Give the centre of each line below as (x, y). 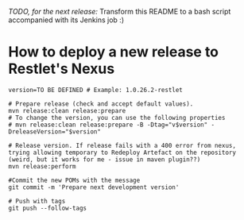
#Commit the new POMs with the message (74, 180)
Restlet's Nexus (62, 69)
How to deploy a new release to (114, 52)
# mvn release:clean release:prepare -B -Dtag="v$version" (108, 125)
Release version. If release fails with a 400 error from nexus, (126, 145)
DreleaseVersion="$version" (55, 131)
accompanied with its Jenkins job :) (66, 20)
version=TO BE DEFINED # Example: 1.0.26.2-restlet (95, 90)
